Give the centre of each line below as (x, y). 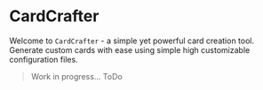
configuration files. (44, 59)
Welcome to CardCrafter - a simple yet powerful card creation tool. (132, 41)
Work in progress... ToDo (76, 76)
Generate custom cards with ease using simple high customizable (130, 49)
